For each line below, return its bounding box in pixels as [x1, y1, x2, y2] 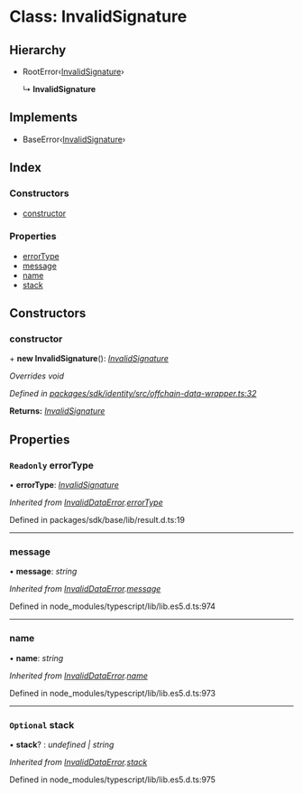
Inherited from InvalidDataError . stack [9, 757, 148, 768]
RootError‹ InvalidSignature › [22, 66, 124, 77]
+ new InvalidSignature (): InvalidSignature [9, 353, 170, 364]
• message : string [9, 566, 78, 577]
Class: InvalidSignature [9, 6, 188, 27]
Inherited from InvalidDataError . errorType [9, 497, 164, 508]
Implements [9, 110, 78, 126]
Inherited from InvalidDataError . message [9, 584, 161, 594]
